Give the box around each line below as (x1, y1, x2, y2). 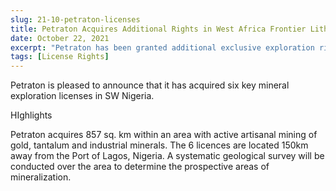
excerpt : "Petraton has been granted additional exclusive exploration (10, 42, 315, 53)
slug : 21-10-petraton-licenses (10, 14, 141, 25)
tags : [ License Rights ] (10, 52, 110, 62)
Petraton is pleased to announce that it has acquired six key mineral (10, 79, 290, 91)
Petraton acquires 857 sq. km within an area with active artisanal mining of (10, 129, 318, 141)
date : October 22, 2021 (10, 33, 110, 43)
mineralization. (10, 171, 72, 183)
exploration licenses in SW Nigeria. (10, 90, 155, 102)
